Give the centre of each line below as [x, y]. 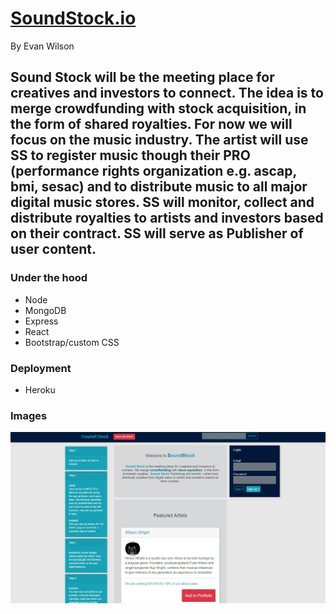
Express [41, 321]
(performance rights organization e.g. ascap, [153, 171]
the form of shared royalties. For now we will [151, 124]
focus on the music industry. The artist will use [159, 140]
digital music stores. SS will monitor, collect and [162, 202]
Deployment [41, 368]
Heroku [40, 389]
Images [29, 415]
